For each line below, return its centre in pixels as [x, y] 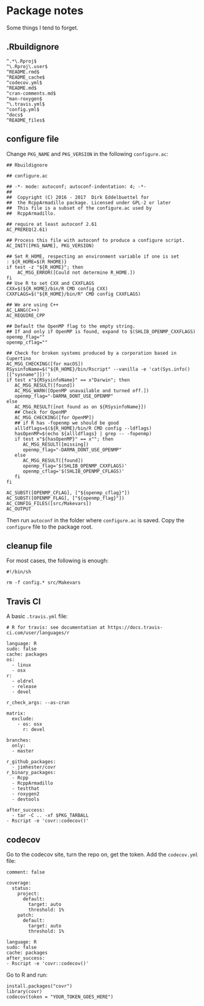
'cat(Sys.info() [170, 369]
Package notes [45, 11]
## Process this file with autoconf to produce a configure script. [96, 240]
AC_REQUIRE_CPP [26, 315]
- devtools [26, 799]
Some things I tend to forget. [42, 28]
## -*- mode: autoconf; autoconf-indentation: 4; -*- [77, 187]
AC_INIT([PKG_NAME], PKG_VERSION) [51, 246]
